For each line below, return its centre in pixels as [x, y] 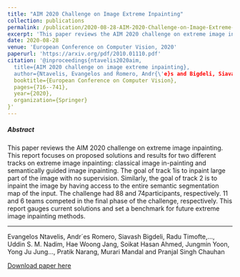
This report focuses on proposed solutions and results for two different [112, 155]
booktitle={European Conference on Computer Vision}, [95, 80]
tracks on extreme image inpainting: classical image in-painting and [107, 163]
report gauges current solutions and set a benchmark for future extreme [114, 208]
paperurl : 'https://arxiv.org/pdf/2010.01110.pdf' [84, 54]
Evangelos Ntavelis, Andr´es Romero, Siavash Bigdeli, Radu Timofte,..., [111, 236]
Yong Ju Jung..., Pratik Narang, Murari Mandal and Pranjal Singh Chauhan [116, 251]
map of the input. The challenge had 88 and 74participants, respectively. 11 [118, 193]
